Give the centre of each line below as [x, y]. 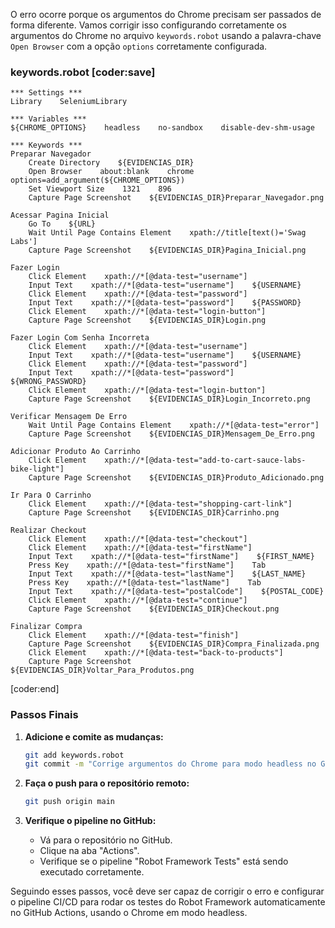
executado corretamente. [92, 872]
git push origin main [69, 802]
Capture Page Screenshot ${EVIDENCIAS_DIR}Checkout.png [154, 609]
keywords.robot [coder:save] [83, 72]
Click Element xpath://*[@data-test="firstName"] [140, 548]
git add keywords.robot [74, 755]
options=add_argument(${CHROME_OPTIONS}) [98, 180]
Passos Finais [44, 715]
